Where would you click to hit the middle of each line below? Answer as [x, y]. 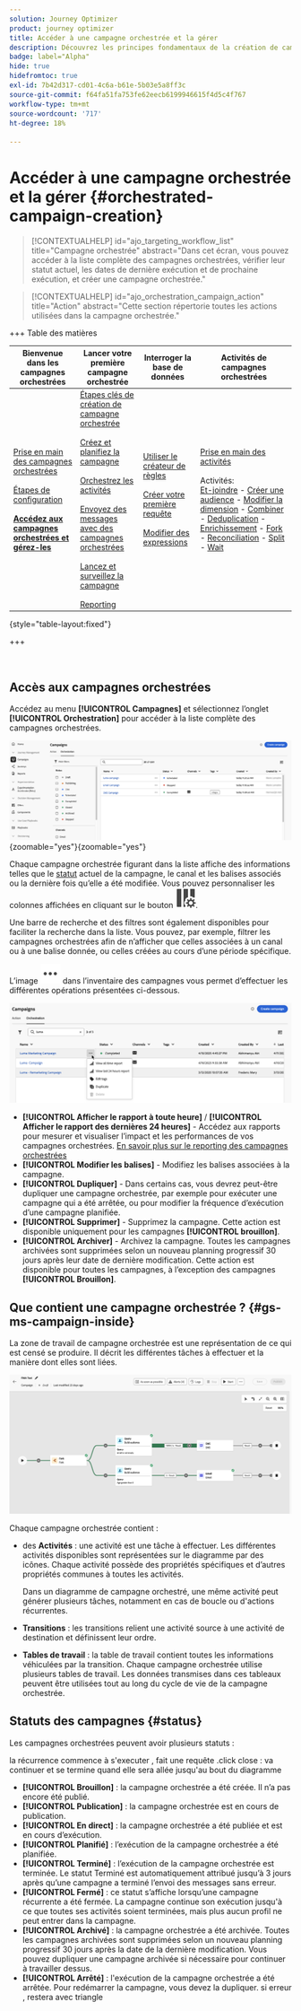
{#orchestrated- [151, 197]
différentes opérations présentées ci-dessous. [95, 990]
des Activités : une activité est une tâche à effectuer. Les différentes [149, 1545]
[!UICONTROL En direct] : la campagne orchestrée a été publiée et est [152, 1825]
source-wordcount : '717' [56, 114]
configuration [38, 499]
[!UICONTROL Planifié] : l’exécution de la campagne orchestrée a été [150, 1844]
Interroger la [168, 358]
